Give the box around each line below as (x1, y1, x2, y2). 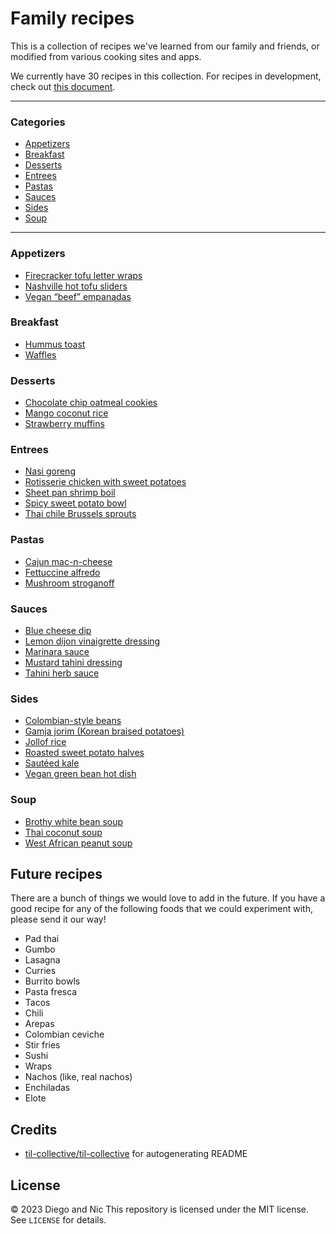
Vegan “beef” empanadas (24, 290, 132, 302)
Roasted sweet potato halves (24, 747, 145, 759)
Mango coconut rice (24, 407, 109, 419)
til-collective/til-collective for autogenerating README (24, 1148, 248, 1160)
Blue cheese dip (24, 625, 92, 637)
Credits (10, 1121, 58, 1138)
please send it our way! (10, 913, 107, 926)
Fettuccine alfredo (24, 566, 101, 578)
